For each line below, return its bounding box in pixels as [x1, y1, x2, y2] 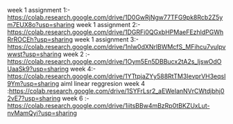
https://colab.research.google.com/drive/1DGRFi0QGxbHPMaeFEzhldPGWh [7, 28, 224, 36]
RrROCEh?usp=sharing [7, 35, 73, 44]
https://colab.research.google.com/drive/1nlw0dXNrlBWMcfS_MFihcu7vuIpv [7, 43, 226, 51]
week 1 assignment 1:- [7, 6, 71, 14]
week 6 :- [62, 94, 89, 103]
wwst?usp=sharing [7, 50, 62, 58]
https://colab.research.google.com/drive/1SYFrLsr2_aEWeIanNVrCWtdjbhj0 [9, 87, 225, 95]
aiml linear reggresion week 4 [60, 80, 146, 87]
